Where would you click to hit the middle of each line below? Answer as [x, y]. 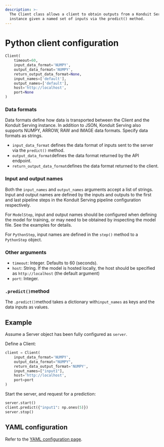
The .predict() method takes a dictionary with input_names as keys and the [80, 302]
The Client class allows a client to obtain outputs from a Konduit [81, 14]
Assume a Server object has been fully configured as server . [66, 334]
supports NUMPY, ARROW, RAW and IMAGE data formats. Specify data [76, 131]
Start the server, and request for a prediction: [51, 394]
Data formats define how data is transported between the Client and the [77, 120]
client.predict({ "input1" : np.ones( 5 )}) [47, 407]
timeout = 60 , [26, 61]
